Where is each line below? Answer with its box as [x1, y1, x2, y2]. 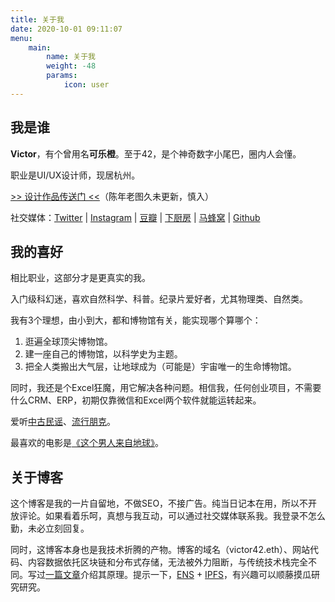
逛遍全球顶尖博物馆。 [24, 336, 113, 348]
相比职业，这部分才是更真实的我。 [10, 272, 151, 284]
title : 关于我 [10, 14, 65, 25]
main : [28, 42, 52, 53]
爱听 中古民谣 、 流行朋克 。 [10, 416, 116, 428]
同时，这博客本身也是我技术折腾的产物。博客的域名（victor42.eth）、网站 [10, 544, 310, 556]
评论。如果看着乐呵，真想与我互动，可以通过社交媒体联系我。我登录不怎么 [18, 510, 326, 522]
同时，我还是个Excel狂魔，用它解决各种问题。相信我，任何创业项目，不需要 [10, 382, 322, 394]
